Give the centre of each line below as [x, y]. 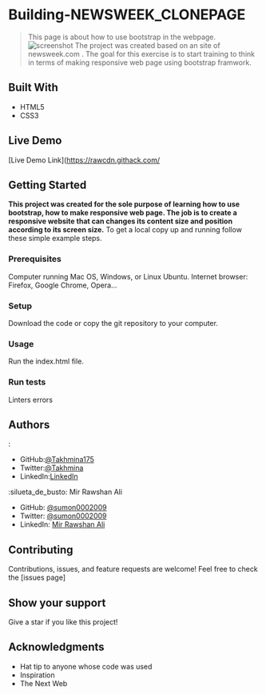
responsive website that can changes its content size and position [121, 221]
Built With [33, 88]
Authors [29, 425]
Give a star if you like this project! [63, 622]
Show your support [57, 603]
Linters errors [31, 400]
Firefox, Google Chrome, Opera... [63, 285]
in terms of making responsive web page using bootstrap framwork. [139, 62]
